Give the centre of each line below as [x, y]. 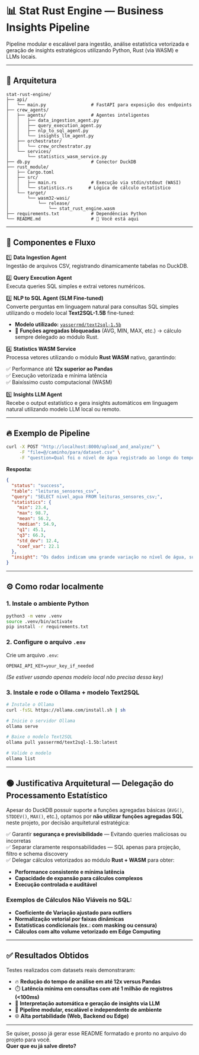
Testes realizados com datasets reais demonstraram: [71, 970]
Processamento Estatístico [57, 796]
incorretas [19, 840]
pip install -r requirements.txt [47, 627]
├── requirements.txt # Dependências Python [76, 213]
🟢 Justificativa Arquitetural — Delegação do [90, 783]
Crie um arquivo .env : [33, 655]
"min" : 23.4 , [33, 508]
